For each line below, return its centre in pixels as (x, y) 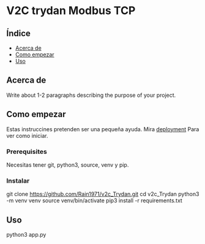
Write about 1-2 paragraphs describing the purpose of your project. (91, 95)
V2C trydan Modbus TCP (71, 11)
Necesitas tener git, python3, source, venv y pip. (68, 165)
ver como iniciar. (27, 135)
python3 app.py (26, 235)
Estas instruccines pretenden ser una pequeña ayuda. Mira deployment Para (103, 129)
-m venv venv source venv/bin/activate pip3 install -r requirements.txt (94, 200)
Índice (18, 33)
